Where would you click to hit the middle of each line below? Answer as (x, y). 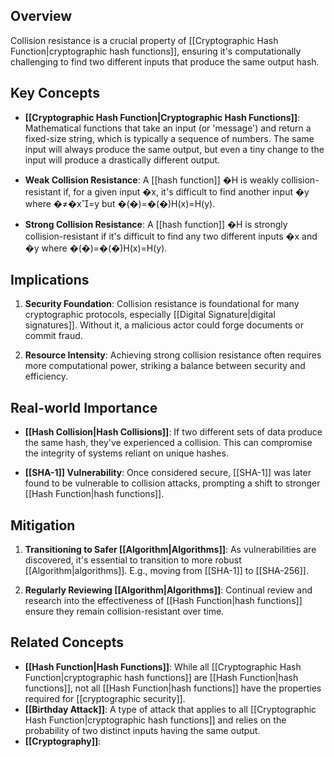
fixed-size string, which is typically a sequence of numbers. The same (169, 138)
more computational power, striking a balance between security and (165, 366)
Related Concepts (67, 642)
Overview (41, 16)
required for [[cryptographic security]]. (105, 698)
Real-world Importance (84, 407)
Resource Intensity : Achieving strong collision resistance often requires (173, 355)
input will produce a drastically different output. (122, 160)
